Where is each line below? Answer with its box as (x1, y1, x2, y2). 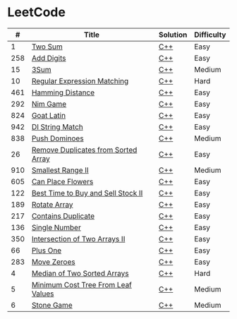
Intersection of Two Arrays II (31, 234, 126, 243)
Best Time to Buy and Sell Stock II (31, 188, 143, 198)
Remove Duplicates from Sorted (31, 145, 138, 155)
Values (31, 289, 54, 299)
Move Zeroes (31, 257, 75, 267)
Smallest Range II (31, 165, 90, 175)
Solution (158, 30, 188, 40)
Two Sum (31, 42, 63, 52)
